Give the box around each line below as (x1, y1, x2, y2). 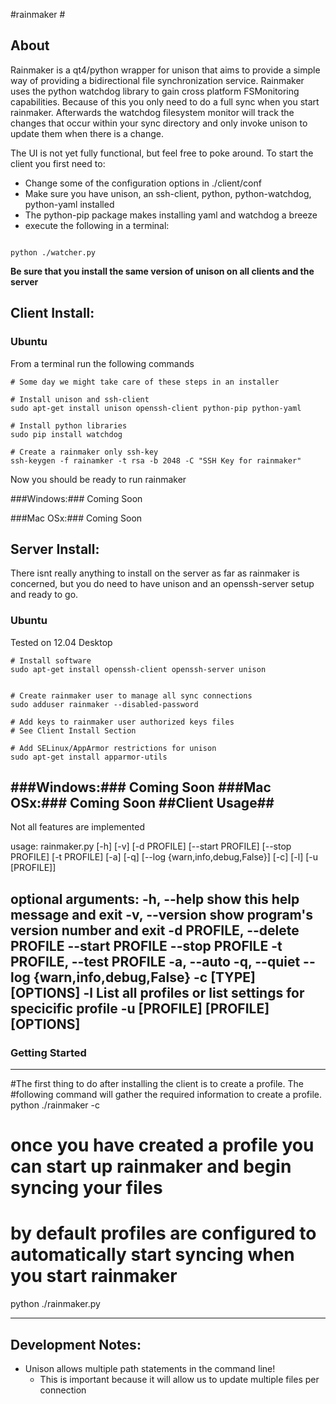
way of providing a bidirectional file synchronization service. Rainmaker (10, 74, 305, 86)
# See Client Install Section (10, 725, 137, 736)
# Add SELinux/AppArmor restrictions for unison (10, 743, 217, 753)
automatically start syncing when (10, 1244, 295, 1266)
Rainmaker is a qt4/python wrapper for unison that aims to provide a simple (10, 64, 321, 76)
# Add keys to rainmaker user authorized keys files (10, 717, 235, 727)
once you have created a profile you (10, 1134, 315, 1157)
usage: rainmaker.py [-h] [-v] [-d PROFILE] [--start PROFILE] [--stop (10, 840, 292, 853)
